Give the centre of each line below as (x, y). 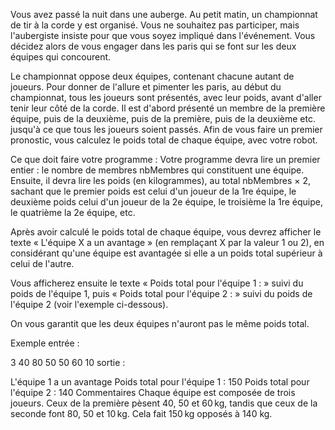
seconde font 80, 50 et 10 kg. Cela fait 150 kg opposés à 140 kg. (141, 413)
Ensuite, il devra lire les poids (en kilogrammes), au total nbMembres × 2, (161, 180)
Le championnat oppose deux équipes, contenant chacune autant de (152, 76)
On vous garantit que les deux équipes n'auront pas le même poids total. (160, 323)
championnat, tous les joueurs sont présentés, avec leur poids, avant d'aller (166, 97)
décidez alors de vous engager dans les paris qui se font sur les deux (153, 46)
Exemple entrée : (45, 343)
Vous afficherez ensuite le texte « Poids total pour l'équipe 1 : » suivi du (157, 283)
